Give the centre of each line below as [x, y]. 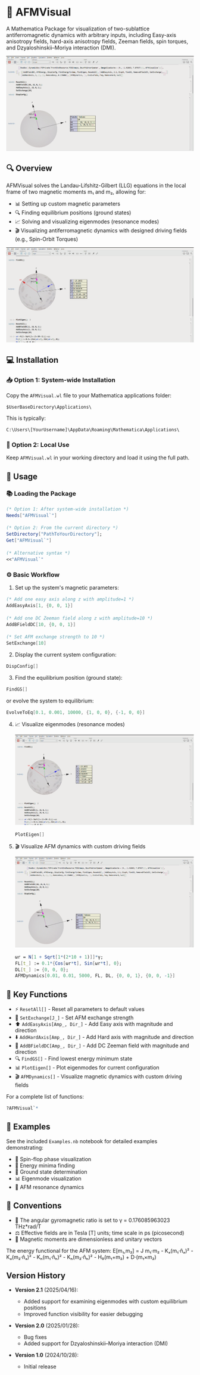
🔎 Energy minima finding [45, 1165]
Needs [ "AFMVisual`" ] [32, 515]
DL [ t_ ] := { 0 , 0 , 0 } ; [42, 970]
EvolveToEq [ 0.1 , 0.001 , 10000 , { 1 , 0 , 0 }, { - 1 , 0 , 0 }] [76, 712]
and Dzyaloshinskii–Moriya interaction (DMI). [61, 48]
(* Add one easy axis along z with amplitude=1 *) [70, 599]
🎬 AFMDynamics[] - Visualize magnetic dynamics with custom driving [99, 1077]
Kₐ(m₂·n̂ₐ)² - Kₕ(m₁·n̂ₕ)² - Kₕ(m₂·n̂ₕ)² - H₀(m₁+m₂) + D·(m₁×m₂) [81, 1257]
